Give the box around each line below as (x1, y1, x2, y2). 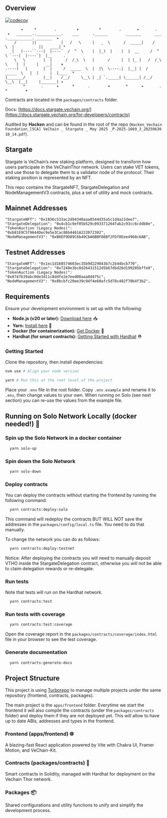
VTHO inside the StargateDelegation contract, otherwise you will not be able (5, 560, 162, 566)
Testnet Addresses (5, 248, 66, 256)
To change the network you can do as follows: (5, 536, 100, 542)
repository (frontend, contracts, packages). (5, 692, 94, 698)
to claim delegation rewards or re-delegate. (5, 565, 94, 571)
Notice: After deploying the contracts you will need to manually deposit (5, 555, 151, 561)
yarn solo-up (9, 446, 37, 451)
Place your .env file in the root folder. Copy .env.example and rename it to (5, 387, 156, 393)
